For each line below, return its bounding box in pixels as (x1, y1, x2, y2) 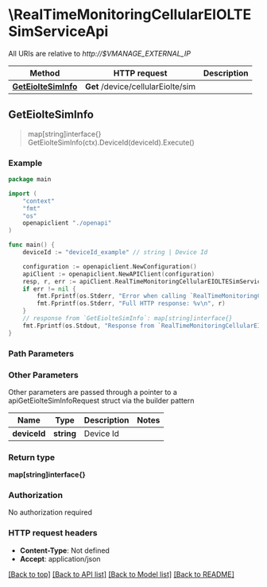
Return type (8, 451, 56, 462)
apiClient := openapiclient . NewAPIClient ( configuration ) (22, 270, 215, 278)
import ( (8, 189, 37, 198)
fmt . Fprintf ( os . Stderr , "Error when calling (37, 292, 187, 300)
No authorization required (8, 508, 93, 517)
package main (8, 176, 52, 183)
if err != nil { (22, 284, 77, 293)
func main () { (8, 241, 56, 249)
